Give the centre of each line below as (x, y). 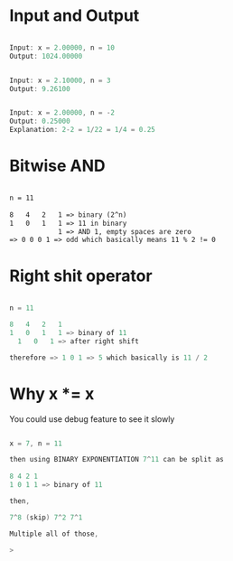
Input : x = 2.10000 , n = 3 (60, 80)
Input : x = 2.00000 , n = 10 (62, 47)
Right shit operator (81, 276)
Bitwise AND (57, 166)
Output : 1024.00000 (46, 56)
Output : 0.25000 (40, 122)
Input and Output (75, 16)
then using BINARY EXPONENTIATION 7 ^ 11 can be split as (116, 460)
